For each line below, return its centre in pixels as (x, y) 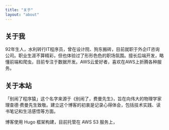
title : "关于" (19, 10)
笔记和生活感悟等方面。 (34, 111)
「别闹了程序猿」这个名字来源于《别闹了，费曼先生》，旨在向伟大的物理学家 (83, 99)
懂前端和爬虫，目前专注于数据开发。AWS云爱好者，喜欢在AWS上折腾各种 (81, 62)
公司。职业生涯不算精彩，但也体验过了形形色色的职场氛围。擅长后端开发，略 (84, 55)
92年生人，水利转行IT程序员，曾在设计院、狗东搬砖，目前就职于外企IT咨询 (82, 49)
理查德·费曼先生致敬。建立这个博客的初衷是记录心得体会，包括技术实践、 (81, 105)
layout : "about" (22, 15)
